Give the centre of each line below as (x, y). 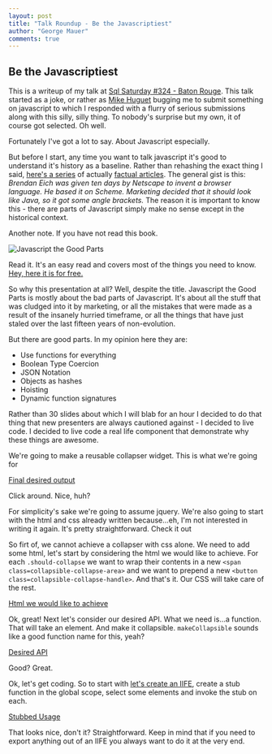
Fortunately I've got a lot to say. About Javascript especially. (109, 141)
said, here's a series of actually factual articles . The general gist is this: (127, 175)
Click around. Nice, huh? (50, 496)
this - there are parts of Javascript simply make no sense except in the (127, 209)
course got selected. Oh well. (58, 126)
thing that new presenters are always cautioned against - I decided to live (131, 422)
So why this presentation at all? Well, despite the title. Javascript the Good (133, 289)
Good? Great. (31, 668)
